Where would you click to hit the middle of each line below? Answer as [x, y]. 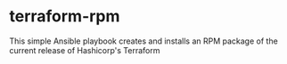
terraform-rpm [65, 16]
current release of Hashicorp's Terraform [85, 50]
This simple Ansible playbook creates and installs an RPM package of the [143, 41]
